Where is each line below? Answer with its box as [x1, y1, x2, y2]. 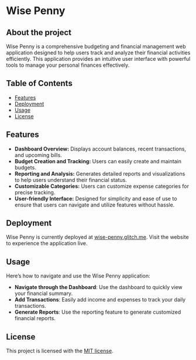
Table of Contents [6, 78, 73, 88]
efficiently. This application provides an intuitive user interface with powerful [6, 56, 191, 62]
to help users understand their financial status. [14, 176, 127, 183]
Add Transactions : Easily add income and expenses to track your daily [14, 296, 186, 303]
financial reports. [14, 315, 56, 322]
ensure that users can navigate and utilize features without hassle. [14, 201, 175, 208]
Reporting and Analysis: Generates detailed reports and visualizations [14, 170, 185, 177]
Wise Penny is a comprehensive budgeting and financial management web [6, 43, 186, 50]
